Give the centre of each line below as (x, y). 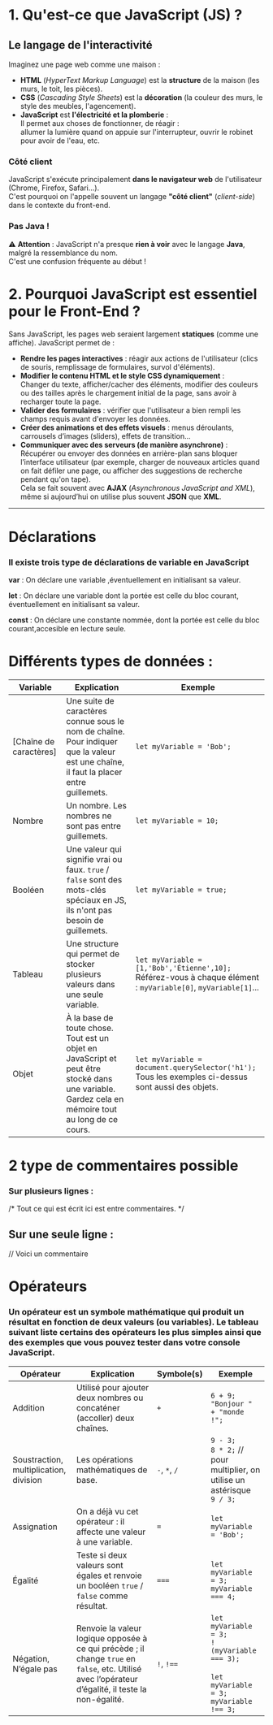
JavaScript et (91, 1058)
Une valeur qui (94, 849)
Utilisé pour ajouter (113, 1387)
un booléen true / (110, 1585)
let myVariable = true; (181, 890)
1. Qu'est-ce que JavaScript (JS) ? (126, 15)
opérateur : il (100, 1521)
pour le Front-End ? (74, 311)
